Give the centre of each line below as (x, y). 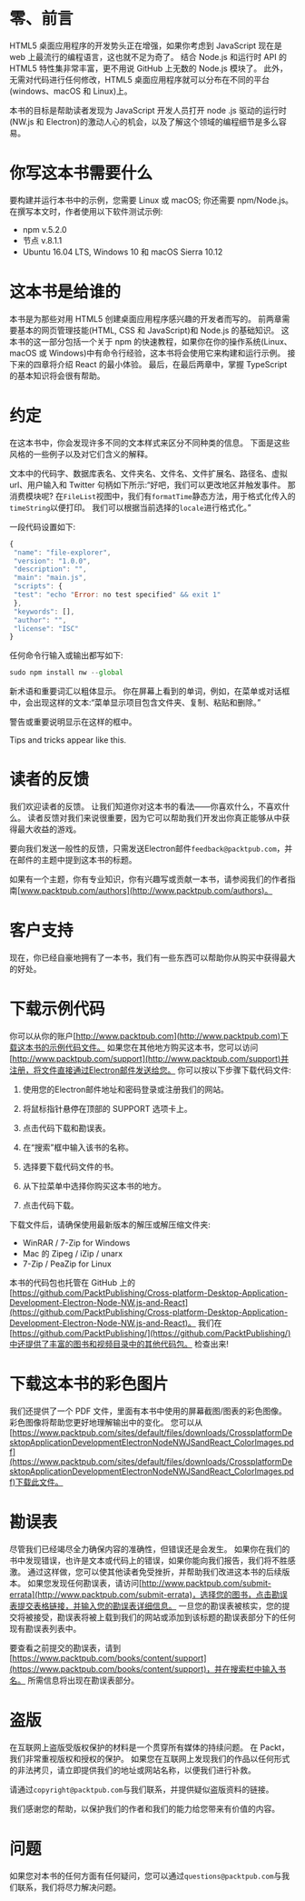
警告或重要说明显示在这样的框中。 (73, 722)
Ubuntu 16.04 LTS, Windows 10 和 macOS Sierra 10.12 (123, 252)
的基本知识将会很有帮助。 (57, 375)
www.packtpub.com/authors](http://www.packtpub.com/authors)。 (147, 891)
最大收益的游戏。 (49, 829)
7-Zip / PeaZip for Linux (67, 1264)
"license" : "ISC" (46, 628)
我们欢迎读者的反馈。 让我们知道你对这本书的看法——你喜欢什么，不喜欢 (146, 806)
